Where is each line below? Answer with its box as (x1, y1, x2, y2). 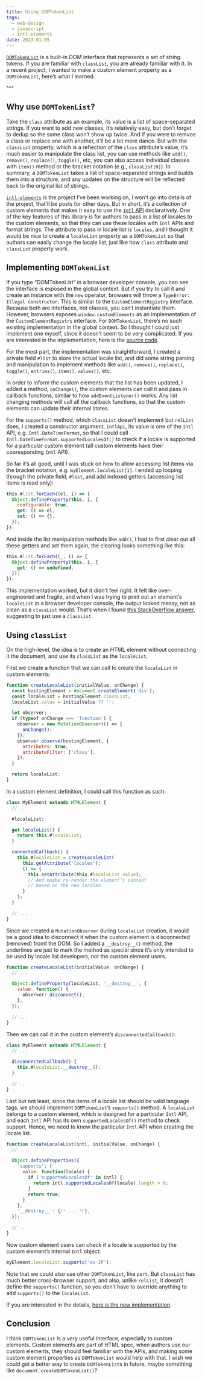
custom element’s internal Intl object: (6, 1247, 101, 1255)
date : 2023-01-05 (6, 37, 50, 43)
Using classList (6, 630, 68, 640)
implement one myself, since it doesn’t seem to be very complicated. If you (6, 330, 193, 337)
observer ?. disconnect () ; (22, 992, 85, 998)
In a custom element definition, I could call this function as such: (6, 788, 166, 795)
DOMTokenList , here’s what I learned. (6, 73, 95, 80)
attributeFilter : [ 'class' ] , (22, 749, 96, 755)
